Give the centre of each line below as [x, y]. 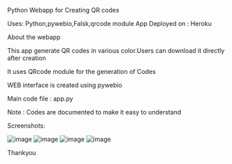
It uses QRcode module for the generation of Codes [81, 72]
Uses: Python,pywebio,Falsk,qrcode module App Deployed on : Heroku [109, 23]
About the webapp [34, 37]
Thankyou [22, 152]
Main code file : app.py [40, 98]
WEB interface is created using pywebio [65, 85]
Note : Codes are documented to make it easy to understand [94, 112]
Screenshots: [26, 126]
